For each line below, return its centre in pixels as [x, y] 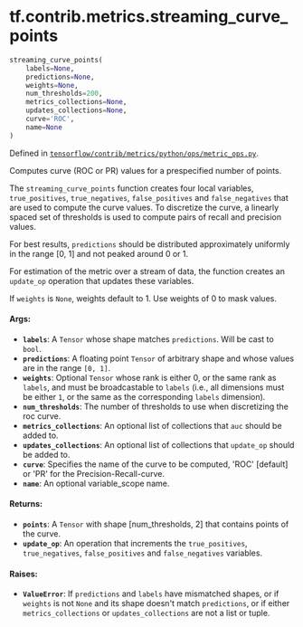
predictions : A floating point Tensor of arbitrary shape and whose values [158, 358]
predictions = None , [60, 77]
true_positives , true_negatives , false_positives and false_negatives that [149, 197]
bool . [32, 348]
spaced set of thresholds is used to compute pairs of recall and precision [146, 217]
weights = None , [52, 85]
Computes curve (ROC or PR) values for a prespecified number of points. [146, 170]
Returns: [26, 504]
